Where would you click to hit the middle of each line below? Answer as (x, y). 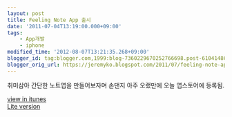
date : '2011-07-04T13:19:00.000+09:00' (65, 26)
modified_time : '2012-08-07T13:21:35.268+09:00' (78, 52)
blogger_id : (24, 58)
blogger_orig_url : (33, 65)
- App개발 (32, 39)
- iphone (32, 45)
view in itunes (27, 99)
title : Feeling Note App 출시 (49, 20)
